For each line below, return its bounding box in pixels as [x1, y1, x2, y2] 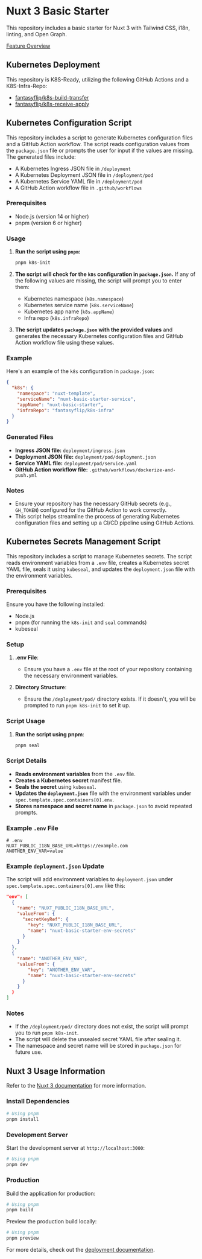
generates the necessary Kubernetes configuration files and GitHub [14, 333, 183, 340]
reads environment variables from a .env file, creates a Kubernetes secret [6, 559, 189, 566]
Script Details [6, 756, 47, 765]
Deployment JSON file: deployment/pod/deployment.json [14, 453, 157, 460]
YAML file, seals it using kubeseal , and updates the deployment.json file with [6, 566, 195, 573]
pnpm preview [6, 1235, 39, 1241]
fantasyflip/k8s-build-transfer [14, 94, 89, 101]
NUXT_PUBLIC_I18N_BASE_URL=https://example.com [6, 843, 128, 849]
